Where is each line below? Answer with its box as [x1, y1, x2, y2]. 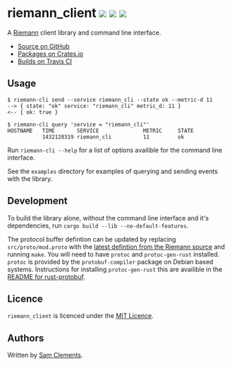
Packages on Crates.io [17, 49, 83, 58]
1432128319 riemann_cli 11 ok [42, 133, 185, 141]
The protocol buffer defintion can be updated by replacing [7, 235, 176, 243]
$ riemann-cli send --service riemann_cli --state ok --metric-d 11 [7, 96, 213, 103]
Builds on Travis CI [17, 57, 73, 65]
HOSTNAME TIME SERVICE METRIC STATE [7, 127, 194, 134]
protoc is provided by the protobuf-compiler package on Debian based [7, 257, 214, 266]
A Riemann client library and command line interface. [7, 28, 161, 37]
